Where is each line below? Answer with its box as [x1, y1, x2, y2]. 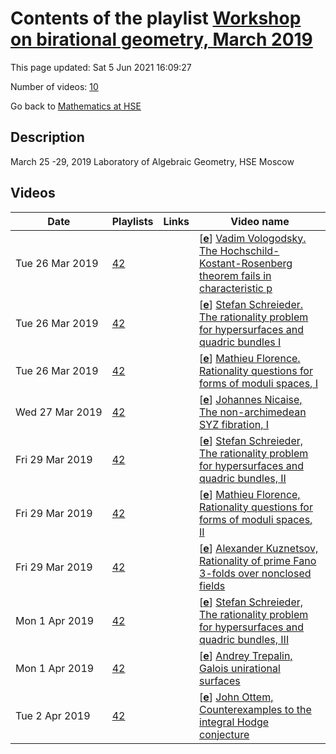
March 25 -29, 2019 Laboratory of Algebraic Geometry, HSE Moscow [10, 155, 295, 167]
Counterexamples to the [199, 702, 312, 716]
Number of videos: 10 [10, 80, 99, 92]
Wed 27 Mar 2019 [15, 405, 103, 419]
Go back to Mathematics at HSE [10, 100, 142, 112]
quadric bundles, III [199, 632, 290, 646]
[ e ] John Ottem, [199, 690, 274, 704]
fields [199, 578, 226, 592]
